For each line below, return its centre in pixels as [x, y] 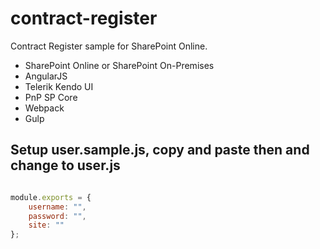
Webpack [44, 108]
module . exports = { [51, 197]
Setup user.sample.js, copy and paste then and [160, 150]
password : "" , [57, 216]
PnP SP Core [51, 97]
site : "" [46, 225]
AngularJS [46, 76]
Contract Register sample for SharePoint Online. [109, 46]
